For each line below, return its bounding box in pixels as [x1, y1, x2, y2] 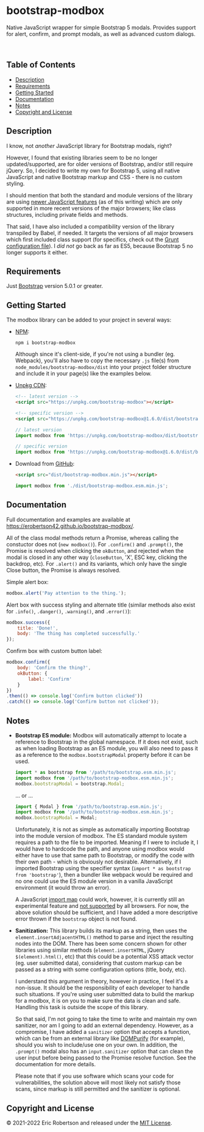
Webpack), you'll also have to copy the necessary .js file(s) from [15, 357, 180, 364]
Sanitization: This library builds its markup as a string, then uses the [15, 927, 188, 935]
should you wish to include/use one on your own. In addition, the [15, 1041, 178, 1049]
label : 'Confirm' [28, 676, 72, 682]
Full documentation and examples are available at [6, 516, 130, 523]
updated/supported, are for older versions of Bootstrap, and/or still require [6, 160, 193, 167]
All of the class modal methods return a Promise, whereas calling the [6, 534, 179, 541]
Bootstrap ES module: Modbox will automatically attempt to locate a [15, 731, 187, 739]
